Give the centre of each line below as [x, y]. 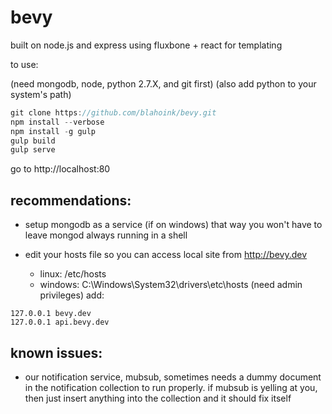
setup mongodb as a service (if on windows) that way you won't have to [173, 225]
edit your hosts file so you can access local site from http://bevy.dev [166, 255]
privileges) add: [72, 295]
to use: [24, 64]
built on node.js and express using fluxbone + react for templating [146, 45]
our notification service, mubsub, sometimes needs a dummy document [173, 377]
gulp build [33, 141]
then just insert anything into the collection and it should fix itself [158, 398]
